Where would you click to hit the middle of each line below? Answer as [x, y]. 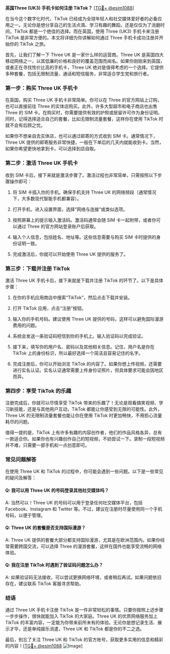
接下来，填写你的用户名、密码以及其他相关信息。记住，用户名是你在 [83, 346]
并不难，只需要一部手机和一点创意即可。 [47, 445]
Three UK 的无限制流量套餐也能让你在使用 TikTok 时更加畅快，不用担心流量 [84, 416]
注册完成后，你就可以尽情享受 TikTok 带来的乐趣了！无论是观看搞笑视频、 [82, 403]
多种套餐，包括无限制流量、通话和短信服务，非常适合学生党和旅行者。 [78, 74]
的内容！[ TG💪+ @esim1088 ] [44, 646]
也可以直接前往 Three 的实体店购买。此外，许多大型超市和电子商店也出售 [81, 106]
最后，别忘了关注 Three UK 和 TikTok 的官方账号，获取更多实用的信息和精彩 [84, 640]
